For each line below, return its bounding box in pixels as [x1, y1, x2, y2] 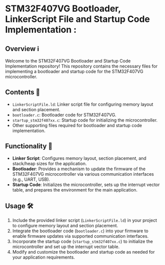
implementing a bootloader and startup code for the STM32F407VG [5, 68, 144, 74]
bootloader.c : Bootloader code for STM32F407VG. [12, 112, 116, 118]
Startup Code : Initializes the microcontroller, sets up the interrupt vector [12, 182, 160, 188]
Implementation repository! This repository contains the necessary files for [5, 63, 158, 69]
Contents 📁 [5, 88, 41, 97]
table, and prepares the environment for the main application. [12, 187, 138, 193]
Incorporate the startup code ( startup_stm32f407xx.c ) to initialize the [12, 239, 153, 245]
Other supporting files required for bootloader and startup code [12, 122, 142, 128]
